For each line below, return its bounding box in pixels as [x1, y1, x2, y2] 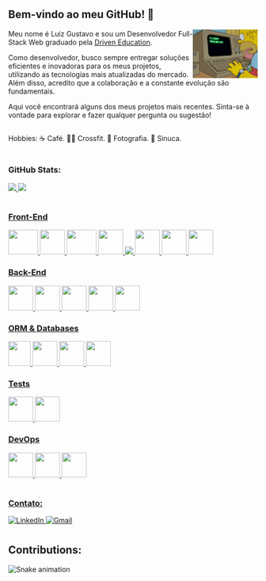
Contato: [8, 497, 44, 508]
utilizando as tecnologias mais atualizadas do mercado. [8, 69, 189, 79]
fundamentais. [8, 86, 55, 96]
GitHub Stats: [8, 164, 62, 175]
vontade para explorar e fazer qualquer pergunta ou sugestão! [8, 110, 212, 120]
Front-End [8, 211, 48, 222]
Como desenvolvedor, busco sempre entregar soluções [8, 52, 190, 62]
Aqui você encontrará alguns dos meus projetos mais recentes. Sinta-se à [8, 101, 249, 111]
